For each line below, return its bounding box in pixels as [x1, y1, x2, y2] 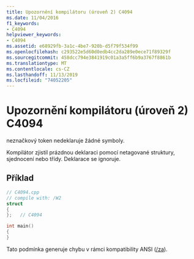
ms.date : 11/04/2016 [6, 15, 59, 21]
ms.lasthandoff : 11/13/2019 [6, 72, 78, 78]
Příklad [6, 173, 34, 184]
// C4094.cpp [6, 189, 40, 195]
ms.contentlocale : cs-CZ [6, 66, 70, 72]
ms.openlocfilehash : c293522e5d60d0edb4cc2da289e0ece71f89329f [6, 49, 171, 55]
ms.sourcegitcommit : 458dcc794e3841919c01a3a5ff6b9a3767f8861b [6, 54, 171, 61]
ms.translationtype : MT [6, 60, 67, 66]
